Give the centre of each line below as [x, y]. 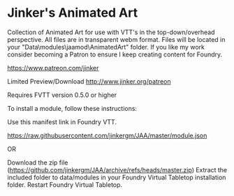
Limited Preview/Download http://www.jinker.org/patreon [89, 81]
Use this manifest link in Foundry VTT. [62, 122]
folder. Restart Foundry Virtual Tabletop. [65, 184]
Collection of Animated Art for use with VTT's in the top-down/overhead [111, 32]
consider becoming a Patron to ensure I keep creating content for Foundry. [115, 54]
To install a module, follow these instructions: [72, 108]
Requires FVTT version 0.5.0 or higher [62, 95]
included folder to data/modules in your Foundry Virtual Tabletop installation [117, 177]
